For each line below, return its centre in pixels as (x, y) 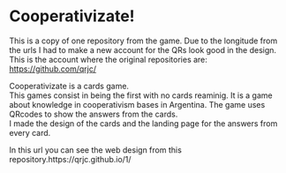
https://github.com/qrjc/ (53, 69)
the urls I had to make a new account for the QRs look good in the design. (143, 49)
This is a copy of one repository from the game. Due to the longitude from (143, 41)
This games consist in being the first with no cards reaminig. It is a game (141, 95)
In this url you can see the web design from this (96, 150)
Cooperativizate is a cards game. (69, 86)
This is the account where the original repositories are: (108, 59)
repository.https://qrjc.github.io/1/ (70, 159)
